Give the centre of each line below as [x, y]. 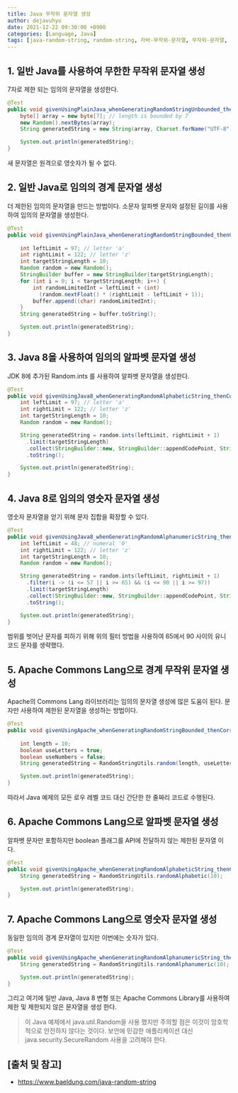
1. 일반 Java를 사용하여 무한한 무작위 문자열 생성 [106, 71]
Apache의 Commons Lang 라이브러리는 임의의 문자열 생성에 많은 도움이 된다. [115, 702]
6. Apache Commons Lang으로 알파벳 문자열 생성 [113, 822]
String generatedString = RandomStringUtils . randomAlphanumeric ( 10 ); [125, 964]
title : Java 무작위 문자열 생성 [49, 14]
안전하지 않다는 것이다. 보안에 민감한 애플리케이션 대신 [118, 1031]
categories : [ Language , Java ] [52, 34]
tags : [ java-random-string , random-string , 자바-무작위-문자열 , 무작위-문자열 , [118, 40]
